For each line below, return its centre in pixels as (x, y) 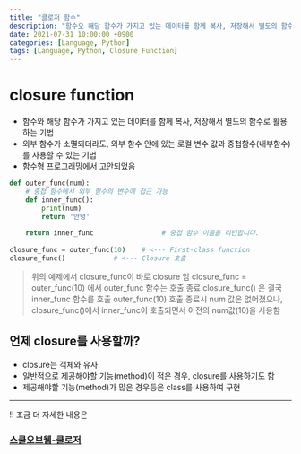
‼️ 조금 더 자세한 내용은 (48, 415)
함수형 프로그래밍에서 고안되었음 (79, 166)
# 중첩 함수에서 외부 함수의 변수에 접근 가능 (97, 191)
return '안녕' (66, 216)
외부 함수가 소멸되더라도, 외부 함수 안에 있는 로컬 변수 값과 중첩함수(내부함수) (156, 144)
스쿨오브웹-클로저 (46, 440)
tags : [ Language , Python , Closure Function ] (94, 51)
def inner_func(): (60, 200)
